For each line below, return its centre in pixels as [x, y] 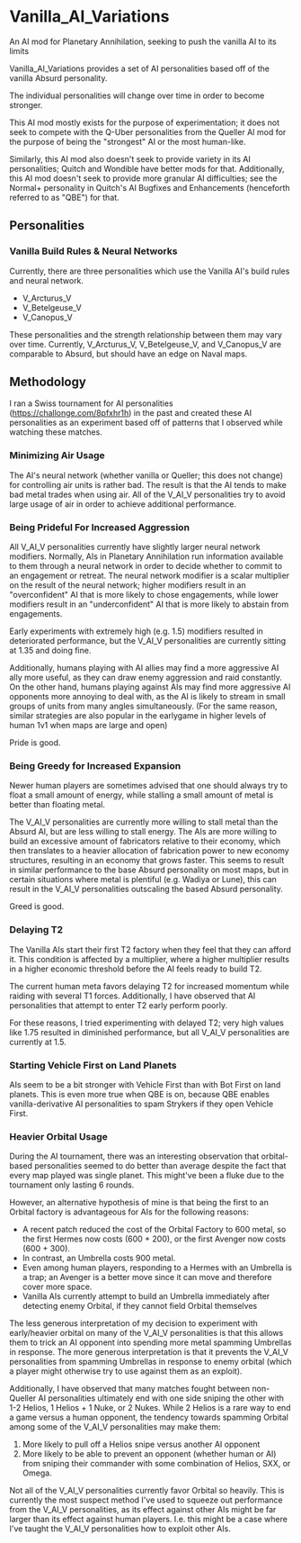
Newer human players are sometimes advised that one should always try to [149, 786]
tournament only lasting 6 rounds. [72, 1185]
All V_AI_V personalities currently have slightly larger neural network [135, 547]
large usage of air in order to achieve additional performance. [123, 504]
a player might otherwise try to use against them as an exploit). [126, 1371]
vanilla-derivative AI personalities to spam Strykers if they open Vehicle [142, 1104]
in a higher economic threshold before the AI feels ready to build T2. [136, 969]
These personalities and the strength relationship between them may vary [146, 334]
